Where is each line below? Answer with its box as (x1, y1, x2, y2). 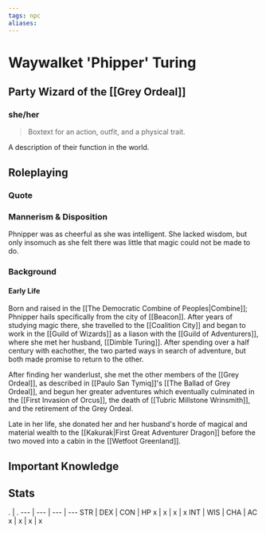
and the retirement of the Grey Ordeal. (8, 404, 134, 413)
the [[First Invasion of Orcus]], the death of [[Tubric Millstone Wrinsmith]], (8, 396, 251, 405)
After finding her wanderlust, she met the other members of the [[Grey (8, 370, 240, 380)
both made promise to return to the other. (8, 354, 144, 364)
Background (8, 266, 57, 277)
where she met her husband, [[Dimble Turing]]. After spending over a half (8, 338, 249, 347)
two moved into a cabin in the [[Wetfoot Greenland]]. (8, 436, 182, 446)
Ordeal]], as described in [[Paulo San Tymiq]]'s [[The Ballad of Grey (8, 378, 231, 388)
